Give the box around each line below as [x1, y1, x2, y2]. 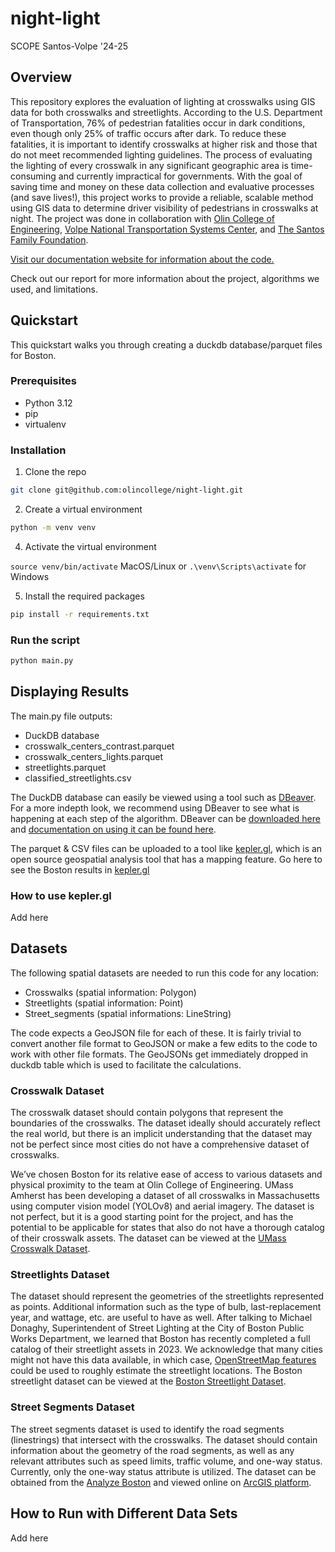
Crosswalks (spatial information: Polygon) [24, 986, 197, 998]
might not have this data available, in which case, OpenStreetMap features [10, 1354, 317, 1366]
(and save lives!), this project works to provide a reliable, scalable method [10, 191, 314, 203]
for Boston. [10, 349, 57, 361]
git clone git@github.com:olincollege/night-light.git [10, 485, 244, 496]
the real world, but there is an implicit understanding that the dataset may [10, 1128, 313, 1140]
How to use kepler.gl [10, 888, 112, 902]
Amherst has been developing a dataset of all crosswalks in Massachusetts [10, 1190, 320, 1202]
